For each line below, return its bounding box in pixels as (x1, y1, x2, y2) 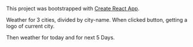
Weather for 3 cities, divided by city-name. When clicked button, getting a (6, 16, 188, 23)
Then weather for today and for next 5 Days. (6, 34, 115, 41)
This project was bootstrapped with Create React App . (6, 5, 140, 12)
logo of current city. (6, 23, 55, 29)
